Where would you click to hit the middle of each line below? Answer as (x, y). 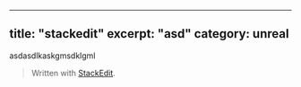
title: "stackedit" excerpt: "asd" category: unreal (149, 34)
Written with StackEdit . (73, 73)
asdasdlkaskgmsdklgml (52, 56)
